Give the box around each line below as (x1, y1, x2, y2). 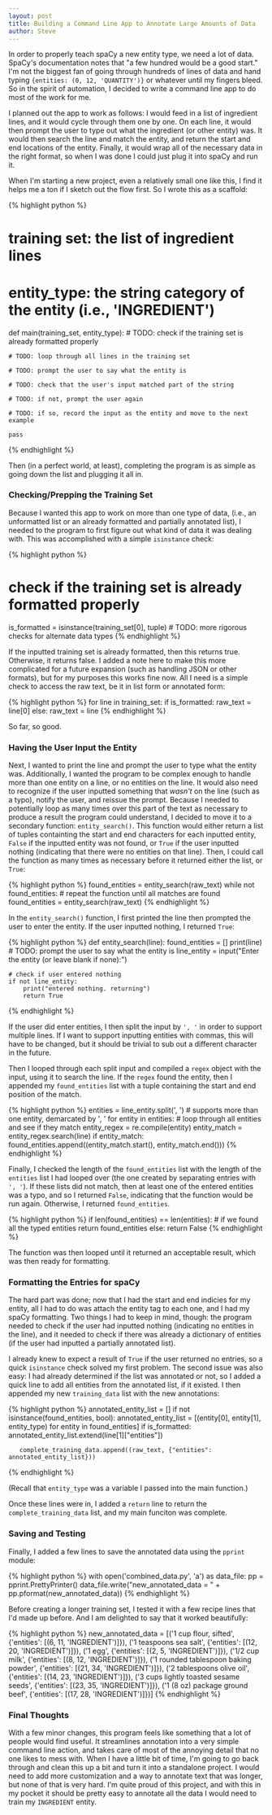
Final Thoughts (8, 1709, 69, 1721)
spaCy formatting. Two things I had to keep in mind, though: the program (8, 1312, 252, 1323)
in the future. (8, 1047, 52, 1058)
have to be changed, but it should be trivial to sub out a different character (8, 1039, 257, 1049)
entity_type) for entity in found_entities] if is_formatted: (8, 1422, 192, 1432)
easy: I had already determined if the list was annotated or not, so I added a (8, 1371, 261, 1381)
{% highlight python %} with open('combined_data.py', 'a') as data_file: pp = (8, 1571, 264, 1581)
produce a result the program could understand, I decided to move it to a (8, 812, 252, 822)
